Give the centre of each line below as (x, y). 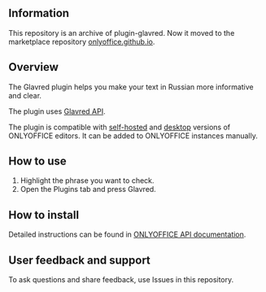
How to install (44, 215)
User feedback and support (79, 260)
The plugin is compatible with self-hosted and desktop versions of (120, 127)
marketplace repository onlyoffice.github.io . (82, 41)
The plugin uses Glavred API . (57, 111)
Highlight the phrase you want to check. (87, 181)
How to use (37, 161)
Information (39, 13)
